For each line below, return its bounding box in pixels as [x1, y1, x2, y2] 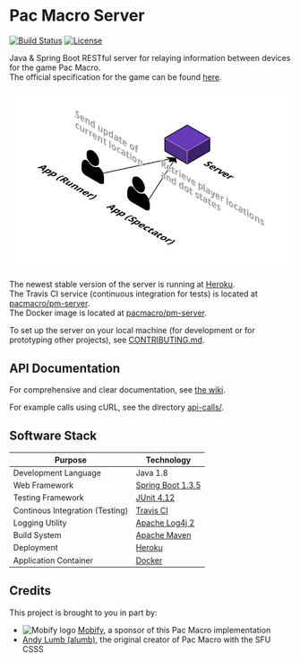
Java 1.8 [135, 467, 168, 478]
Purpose [54, 455, 88, 465]
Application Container [13, 554, 94, 566]
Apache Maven [135, 530, 192, 541]
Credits [9, 583, 52, 598]
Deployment [13, 543, 58, 553]
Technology [145, 455, 192, 465]
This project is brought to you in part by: [9, 607, 158, 618]
